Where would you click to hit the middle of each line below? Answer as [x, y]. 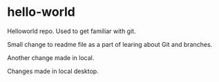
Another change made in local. [51, 58]
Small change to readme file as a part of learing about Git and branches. [110, 44]
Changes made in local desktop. [53, 71]
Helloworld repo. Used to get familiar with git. [72, 31]
